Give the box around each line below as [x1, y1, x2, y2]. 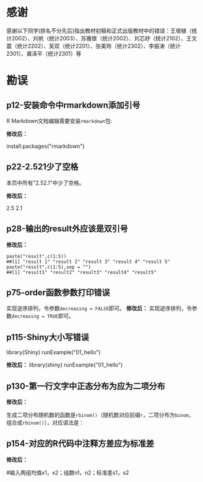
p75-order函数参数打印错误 [6, 287, 110, 297]
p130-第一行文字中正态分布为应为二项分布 [6, 380, 166, 391]
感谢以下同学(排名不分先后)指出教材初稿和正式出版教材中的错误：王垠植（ [6, 27, 192, 34]
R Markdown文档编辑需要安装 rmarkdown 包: [6, 117, 113, 124]
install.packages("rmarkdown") [6, 142, 85, 150]
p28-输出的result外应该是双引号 [6, 224, 129, 234]
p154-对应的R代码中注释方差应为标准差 [6, 439, 154, 449]
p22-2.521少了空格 [6, 161, 79, 172]
